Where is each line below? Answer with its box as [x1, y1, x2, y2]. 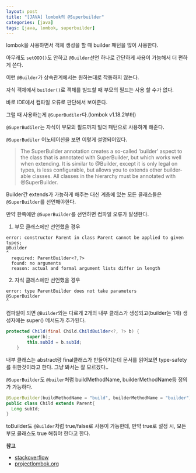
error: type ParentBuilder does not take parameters [6, 288, 137, 294]
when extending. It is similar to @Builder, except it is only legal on [20, 160, 178, 167]
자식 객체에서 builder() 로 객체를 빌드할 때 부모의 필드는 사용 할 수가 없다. [6, 86, 174, 94]
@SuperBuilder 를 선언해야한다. [6, 198, 76, 205]
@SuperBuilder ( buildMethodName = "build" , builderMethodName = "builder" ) [6, 395, 192, 401]
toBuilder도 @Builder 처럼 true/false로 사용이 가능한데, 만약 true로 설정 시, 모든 [6, 423, 187, 430]
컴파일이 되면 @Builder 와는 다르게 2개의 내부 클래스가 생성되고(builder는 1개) [6, 310, 182, 317]
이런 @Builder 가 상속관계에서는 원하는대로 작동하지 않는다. [6, 74, 139, 81]
